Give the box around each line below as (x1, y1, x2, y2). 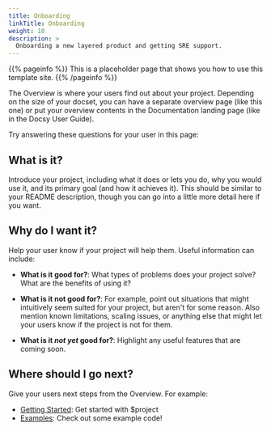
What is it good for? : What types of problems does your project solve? (19, 269, 256, 279)
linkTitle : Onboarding (8, 19, 85, 27)
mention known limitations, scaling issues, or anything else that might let (19, 311, 262, 320)
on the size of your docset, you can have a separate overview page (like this (8, 97, 263, 107)
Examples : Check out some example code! (19, 413, 163, 423)
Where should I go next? (8, 367, 133, 381)
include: (8, 254, 36, 264)
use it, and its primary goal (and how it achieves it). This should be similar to (8, 183, 262, 192)
